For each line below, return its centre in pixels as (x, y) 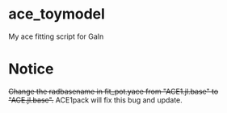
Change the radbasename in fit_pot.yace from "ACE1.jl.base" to (113, 91)
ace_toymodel (57, 14)
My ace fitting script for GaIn (56, 36)
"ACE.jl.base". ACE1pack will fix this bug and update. (96, 100)
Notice (31, 69)
